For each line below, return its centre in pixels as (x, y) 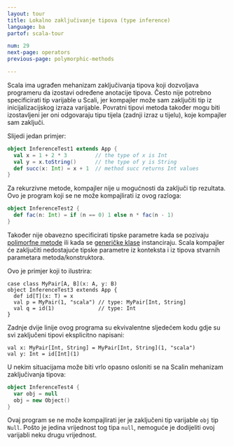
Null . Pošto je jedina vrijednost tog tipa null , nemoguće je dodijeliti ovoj (111, 428)
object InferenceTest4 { (43, 387)
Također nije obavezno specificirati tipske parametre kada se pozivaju (108, 235)
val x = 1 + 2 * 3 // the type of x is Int (91, 155)
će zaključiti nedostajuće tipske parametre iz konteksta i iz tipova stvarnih (114, 250)
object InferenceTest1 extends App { (62, 149)
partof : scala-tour (36, 33)
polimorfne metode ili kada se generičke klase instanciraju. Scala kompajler (116, 242)
